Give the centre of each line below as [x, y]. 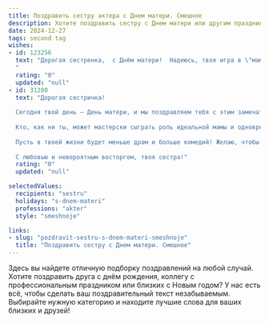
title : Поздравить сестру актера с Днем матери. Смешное [105, 16]
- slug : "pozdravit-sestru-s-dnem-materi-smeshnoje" [98, 238]
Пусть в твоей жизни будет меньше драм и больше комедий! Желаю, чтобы [138, 142]
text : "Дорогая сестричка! [60, 98]
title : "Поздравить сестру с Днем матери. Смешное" [104, 245]
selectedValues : [35, 186]
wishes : [21, 46]
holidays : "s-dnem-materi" [60, 201]
